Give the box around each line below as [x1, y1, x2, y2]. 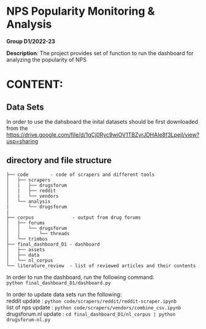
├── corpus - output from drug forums [6, 214, 141, 221]
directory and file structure [6, 155, 112, 166]
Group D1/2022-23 [6, 37, 55, 45]
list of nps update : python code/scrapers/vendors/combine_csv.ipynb [6, 303, 181, 311]
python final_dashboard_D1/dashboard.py [6, 280, 112, 286]
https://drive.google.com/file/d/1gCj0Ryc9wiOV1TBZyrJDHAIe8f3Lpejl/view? [6, 130, 200, 138]
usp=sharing [6, 137, 39, 145]
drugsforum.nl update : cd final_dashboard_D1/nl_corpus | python [6, 310, 176, 317]
